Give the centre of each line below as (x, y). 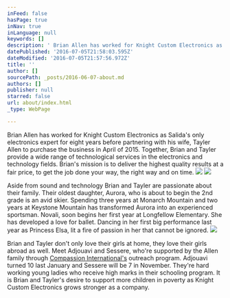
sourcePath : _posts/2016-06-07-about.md (66, 77)
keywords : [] (26, 39)
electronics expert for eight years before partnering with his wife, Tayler (109, 142)
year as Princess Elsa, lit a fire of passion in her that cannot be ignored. (108, 230)
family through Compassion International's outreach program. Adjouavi (107, 257)
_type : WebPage (29, 109)
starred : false (29, 97)
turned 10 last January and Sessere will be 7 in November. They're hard (108, 265)
